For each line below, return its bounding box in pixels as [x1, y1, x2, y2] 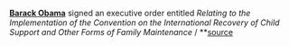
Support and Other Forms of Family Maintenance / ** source [9, 27, 233, 37]
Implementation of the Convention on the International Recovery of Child [9, 17, 280, 28]
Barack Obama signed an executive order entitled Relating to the [9, 8, 251, 18]
